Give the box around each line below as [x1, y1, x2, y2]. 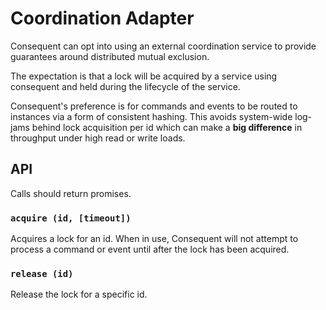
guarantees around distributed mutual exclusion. [10, 50, 210, 62]
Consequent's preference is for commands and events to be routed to [10, 100, 298, 112]
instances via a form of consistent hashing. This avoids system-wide [10, 110, 293, 122]
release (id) [10, 268, 74, 279]
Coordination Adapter [10, 7, 195, 30]
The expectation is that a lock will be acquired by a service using [10, 70, 278, 82]
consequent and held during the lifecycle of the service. [10, 80, 241, 92]
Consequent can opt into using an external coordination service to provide [10, 40, 317, 52]
